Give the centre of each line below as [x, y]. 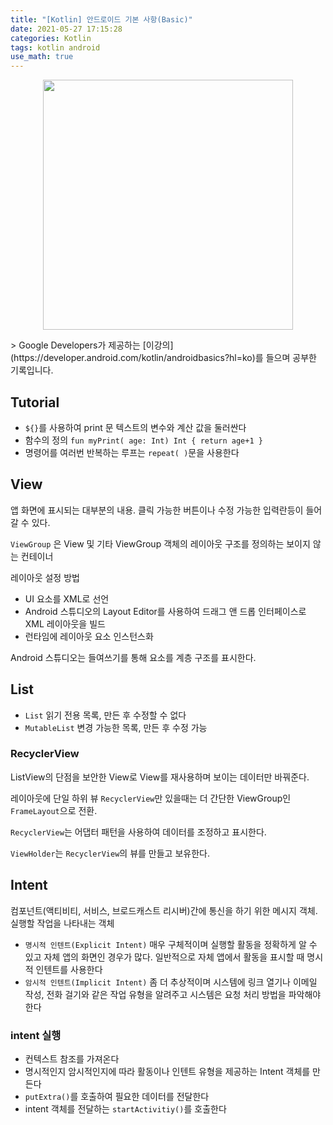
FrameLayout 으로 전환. [54, 810]
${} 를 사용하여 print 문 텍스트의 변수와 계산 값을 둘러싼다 [135, 427]
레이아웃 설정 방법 [45, 577]
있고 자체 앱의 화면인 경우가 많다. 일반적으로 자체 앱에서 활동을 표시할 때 [164, 957]
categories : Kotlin [51, 38]
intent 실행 [36, 1035]
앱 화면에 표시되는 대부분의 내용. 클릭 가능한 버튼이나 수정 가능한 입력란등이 [157, 510]
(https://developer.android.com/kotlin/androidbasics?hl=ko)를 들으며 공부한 [163, 358]
